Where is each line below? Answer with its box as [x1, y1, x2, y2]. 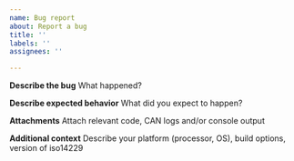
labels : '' [9, 38, 51, 48]
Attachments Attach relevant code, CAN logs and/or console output [9, 116, 266, 126]
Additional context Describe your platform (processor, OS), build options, [9, 133, 287, 144]
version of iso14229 [9, 143, 84, 154]
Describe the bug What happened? [9, 80, 143, 91]
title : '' [9, 30, 47, 39]
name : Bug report [9, 13, 76, 23]
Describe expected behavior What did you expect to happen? [9, 97, 243, 109]
